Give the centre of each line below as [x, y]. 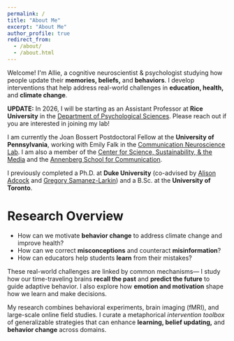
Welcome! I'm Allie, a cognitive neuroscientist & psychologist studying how [115, 72]
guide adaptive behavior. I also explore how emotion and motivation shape [115, 286]
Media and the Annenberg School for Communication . [85, 159]
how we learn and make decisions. [57, 293]
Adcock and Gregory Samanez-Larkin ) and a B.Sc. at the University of [109, 180]
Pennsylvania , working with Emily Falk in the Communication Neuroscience [116, 144]
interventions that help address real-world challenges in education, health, [116, 88]
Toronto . [20, 188]
